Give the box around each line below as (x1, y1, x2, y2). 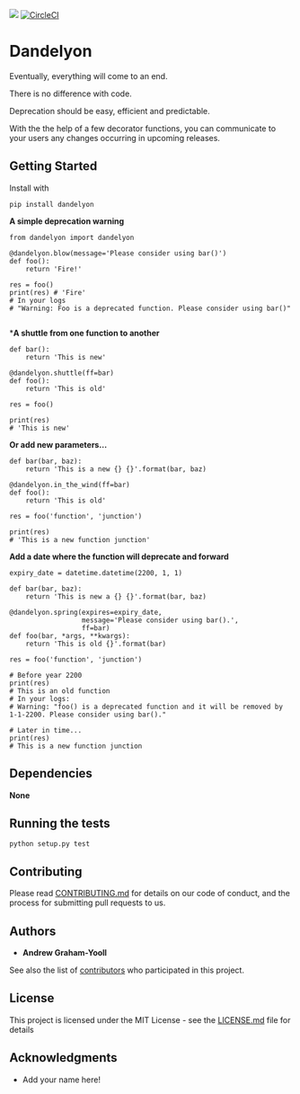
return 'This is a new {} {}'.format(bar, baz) (25, 464, 207, 474)
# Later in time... (9, 725, 83, 734)
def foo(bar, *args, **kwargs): (9, 631, 130, 640)
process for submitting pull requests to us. (9, 897, 166, 908)
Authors (9, 923, 57, 938)
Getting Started (9, 158, 98, 174)
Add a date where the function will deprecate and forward (9, 551, 229, 562)
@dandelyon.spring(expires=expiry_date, (9, 608, 163, 617)
